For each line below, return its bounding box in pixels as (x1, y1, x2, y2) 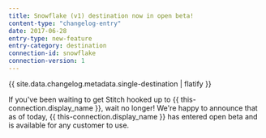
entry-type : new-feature (8, 34, 92, 43)
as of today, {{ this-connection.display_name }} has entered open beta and (8, 111, 258, 121)
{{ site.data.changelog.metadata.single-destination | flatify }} (8, 78, 212, 89)
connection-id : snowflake (8, 49, 96, 57)
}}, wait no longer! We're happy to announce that (94, 102, 258, 113)
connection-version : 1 (8, 57, 85, 65)
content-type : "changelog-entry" (8, 19, 122, 27)
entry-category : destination (8, 42, 107, 50)
